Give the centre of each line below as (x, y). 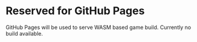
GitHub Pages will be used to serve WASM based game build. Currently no (98, 27)
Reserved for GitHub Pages (75, 11)
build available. (24, 33)
